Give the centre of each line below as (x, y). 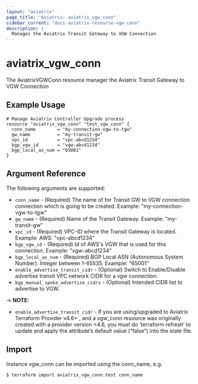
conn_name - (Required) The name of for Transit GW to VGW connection (102, 199)
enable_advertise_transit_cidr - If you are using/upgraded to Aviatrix (101, 312)
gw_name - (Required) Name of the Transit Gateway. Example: (89, 219)
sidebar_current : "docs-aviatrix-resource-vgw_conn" (73, 23)
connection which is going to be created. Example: (77, 206)
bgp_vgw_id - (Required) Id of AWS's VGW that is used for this (90, 244)
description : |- (26, 28)
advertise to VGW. (37, 288)
